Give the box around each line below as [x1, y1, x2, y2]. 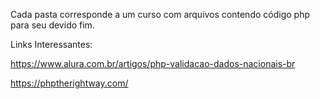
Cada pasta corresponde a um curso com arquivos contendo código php [10, 9, 310, 20]
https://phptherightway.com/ [10, 77, 129, 89]
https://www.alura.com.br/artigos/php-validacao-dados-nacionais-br [10, 58, 296, 69]
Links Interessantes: [10, 39, 93, 50]
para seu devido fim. [10, 19, 95, 31]
